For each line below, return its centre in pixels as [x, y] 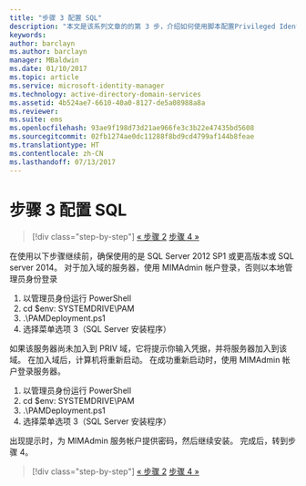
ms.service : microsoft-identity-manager [87, 86]
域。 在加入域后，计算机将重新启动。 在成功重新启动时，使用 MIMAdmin [145, 360]
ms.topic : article [44, 78]
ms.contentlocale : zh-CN [56, 153]
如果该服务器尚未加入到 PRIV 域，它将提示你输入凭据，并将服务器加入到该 [148, 348]
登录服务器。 [41, 371]
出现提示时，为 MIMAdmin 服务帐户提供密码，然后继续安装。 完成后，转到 [149, 441]
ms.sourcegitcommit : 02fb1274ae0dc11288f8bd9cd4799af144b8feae [132, 137]
